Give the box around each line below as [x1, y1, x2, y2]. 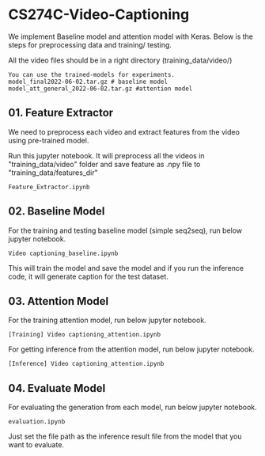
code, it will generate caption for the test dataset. [8, 272, 168, 281]
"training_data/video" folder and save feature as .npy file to [8, 159, 201, 169]
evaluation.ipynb [8, 418, 66, 426]
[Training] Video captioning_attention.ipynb [8, 331, 161, 339]
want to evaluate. [8, 440, 65, 450]
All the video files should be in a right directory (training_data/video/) [8, 55, 233, 65]
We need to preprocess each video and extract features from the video [8, 127, 240, 136]
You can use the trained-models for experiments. [8, 70, 176, 78]
